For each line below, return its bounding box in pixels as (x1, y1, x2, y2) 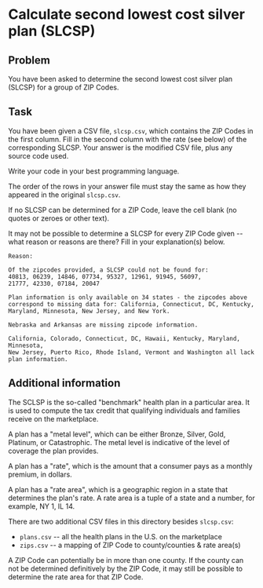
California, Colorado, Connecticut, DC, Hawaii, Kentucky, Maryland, (8, 334, 241, 342)
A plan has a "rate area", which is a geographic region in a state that (8, 484, 228, 494)
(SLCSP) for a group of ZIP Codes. (8, 82, 119, 92)
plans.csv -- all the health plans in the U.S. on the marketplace (19, 531, 222, 541)
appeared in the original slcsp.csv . (8, 190, 121, 199)
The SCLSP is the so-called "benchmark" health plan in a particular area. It (8, 397, 250, 407)
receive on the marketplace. (8, 414, 99, 423)
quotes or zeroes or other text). (8, 214, 110, 223)
